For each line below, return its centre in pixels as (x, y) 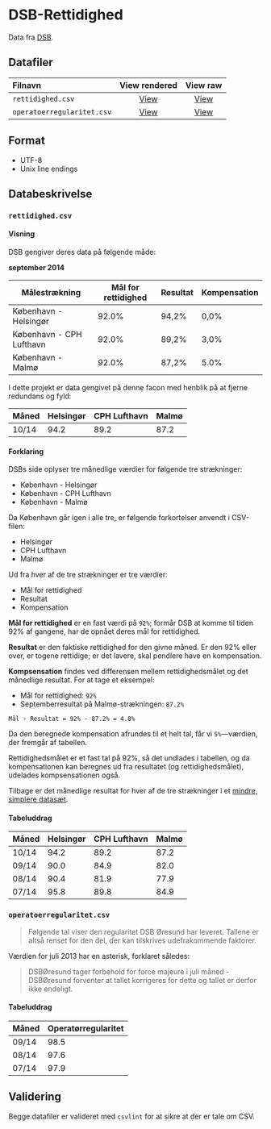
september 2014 (37, 268)
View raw (204, 85)
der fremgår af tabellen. (48, 743)
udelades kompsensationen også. (65, 775)
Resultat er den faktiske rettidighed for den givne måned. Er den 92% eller (132, 648)
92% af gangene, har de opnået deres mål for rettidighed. (104, 631)
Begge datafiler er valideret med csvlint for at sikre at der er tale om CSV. (132, 1116)
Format (27, 141)
